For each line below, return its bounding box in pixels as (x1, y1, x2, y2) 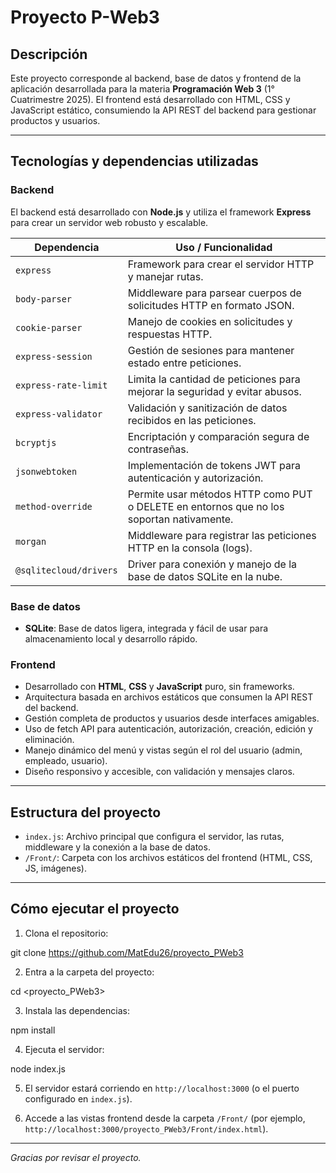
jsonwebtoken (15, 466, 78, 477)
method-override (15, 501, 93, 512)
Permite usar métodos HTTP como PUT (127, 487, 313, 501)
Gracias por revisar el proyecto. (10, 1151, 142, 1163)
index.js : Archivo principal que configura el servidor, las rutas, (24, 831, 285, 843)
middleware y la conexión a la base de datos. (24, 841, 211, 853)
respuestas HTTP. (127, 327, 213, 341)
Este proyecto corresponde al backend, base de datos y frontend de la (10, 72, 302, 84)
